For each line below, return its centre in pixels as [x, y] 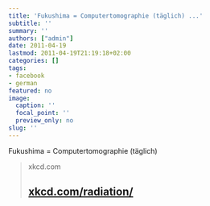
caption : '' [36, 105]
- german [23, 83]
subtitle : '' [30, 23]
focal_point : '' [43, 113]
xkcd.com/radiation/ [80, 192]
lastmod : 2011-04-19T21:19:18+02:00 [70, 53]
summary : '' [28, 31]
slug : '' [23, 128]
